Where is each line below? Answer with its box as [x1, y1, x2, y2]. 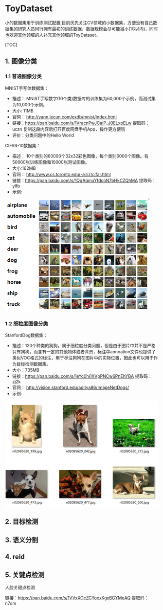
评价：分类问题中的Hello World [12, 132, 74, 138]
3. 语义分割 [5, 536, 38, 544]
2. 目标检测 [5, 518, 38, 526]
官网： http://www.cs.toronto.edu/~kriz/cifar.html [12, 171, 111, 177]
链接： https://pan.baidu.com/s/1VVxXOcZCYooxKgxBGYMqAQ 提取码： [5, 595, 149, 601]
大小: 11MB [12, 108, 34, 113]
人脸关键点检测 [5, 585, 35, 590]
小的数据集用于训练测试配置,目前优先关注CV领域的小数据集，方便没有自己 [5, 20, 153, 25]
